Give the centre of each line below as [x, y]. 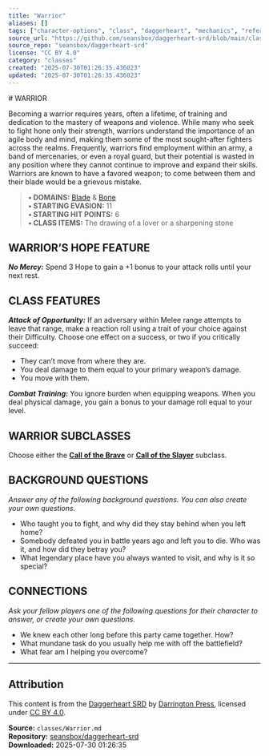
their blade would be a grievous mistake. [75, 182]
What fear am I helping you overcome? [84, 651]
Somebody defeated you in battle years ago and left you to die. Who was [140, 541]
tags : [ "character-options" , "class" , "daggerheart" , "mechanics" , [123, 30]
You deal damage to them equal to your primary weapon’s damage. [130, 370]
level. [17, 411]
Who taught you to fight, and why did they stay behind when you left [133, 523]
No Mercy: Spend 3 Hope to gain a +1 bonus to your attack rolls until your [130, 267]
